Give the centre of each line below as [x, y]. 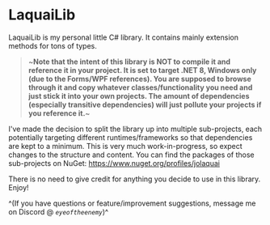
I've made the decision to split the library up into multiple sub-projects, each [135, 129]
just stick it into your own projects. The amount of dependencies [139, 96]
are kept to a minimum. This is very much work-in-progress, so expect [125, 146]
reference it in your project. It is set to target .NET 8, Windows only [142, 70]
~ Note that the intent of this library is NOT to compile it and [129, 62]
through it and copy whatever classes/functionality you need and [140, 87]
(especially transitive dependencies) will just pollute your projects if [145, 104]
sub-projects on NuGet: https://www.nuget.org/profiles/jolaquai [114, 163]
